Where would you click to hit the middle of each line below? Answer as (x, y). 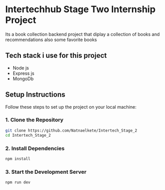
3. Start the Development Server (46, 172)
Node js (21, 68)
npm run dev (18, 182)
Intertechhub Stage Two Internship (80, 9)
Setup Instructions (35, 95)
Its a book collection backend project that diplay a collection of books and (82, 34)
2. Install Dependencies (35, 148)
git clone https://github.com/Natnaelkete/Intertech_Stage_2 (71, 131)
